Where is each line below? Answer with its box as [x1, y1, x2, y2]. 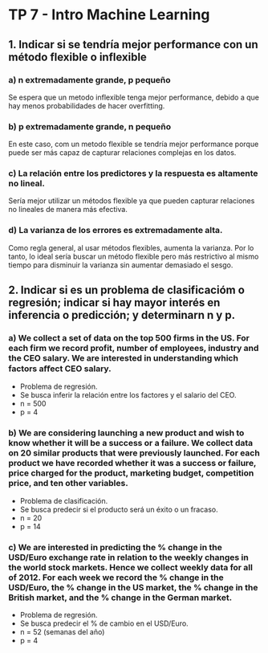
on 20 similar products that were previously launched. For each [8, 447, 261, 459]
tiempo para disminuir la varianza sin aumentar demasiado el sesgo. [8, 259, 233, 270]
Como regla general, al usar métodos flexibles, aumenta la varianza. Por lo [8, 243, 254, 252]
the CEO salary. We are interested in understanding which [8, 353, 239, 364]
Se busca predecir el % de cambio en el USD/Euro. [19, 618, 189, 628]
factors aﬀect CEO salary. [8, 363, 112, 374]
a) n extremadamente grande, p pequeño [8, 74, 171, 85]
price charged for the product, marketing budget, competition [8, 467, 254, 479]
